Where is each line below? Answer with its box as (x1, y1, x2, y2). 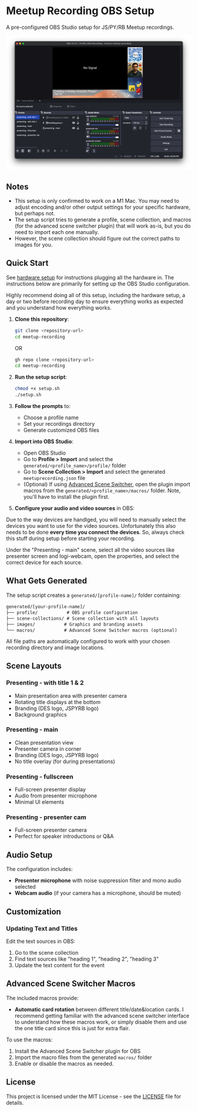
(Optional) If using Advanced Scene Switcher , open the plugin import (23, 481, 191, 488)
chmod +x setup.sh (14, 386, 60, 392)
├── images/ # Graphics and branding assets (6, 621, 143, 627)
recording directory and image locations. (6, 644, 105, 651)
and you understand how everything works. (6, 304, 112, 311)
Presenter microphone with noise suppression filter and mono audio (14, 877, 182, 884)
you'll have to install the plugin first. (23, 494, 110, 501)
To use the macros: (6, 1036, 53, 1043)
